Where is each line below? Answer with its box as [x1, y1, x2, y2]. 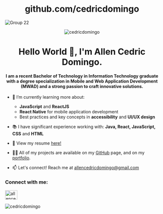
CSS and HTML [12, 131, 44, 137]
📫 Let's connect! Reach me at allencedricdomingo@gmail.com [12, 165, 139, 171]
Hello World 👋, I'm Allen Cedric [19, 46, 145, 57]
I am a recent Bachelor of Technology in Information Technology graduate [5, 73, 159, 79]
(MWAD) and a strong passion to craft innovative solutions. [20, 83, 143, 89]
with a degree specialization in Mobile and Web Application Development [6, 78, 158, 84]
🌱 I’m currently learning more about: [12, 94, 85, 100]
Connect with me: [5, 179, 48, 186]
